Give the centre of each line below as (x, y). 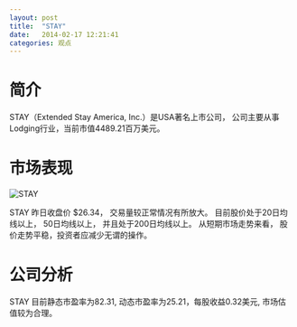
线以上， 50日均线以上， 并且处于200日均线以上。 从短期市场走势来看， (144, 224)
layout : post (34, 18)
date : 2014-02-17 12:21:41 (64, 34)
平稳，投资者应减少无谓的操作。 (92, 235)
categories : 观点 (41, 43)
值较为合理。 (33, 313)
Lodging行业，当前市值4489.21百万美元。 (87, 128)
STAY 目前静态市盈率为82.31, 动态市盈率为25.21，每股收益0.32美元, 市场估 (148, 302)
